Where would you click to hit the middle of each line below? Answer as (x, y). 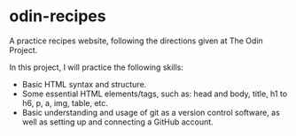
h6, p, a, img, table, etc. (65, 102)
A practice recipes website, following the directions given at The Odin (136, 41)
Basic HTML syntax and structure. (84, 84)
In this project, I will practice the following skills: (97, 67)
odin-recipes (58, 16)
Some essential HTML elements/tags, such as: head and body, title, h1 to (155, 94)
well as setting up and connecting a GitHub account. (118, 122)
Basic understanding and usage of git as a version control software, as (151, 112)
